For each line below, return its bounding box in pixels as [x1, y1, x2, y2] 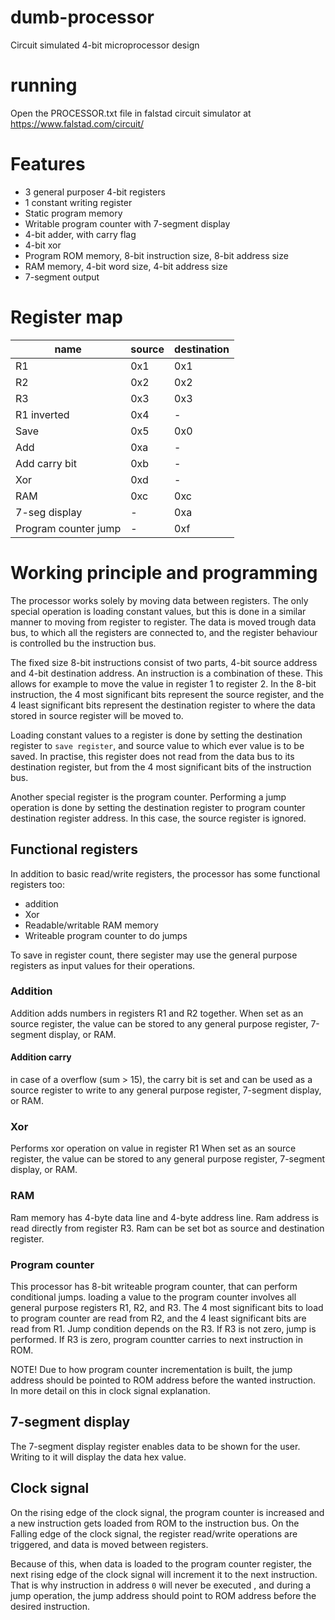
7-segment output [24, 271, 100, 283]
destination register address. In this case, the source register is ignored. [10, 812, 307, 824]
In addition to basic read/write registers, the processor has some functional [10, 867, 321, 880]
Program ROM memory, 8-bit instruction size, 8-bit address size [24, 249, 289, 261]
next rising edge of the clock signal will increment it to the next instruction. [10, 1568, 318, 1580]
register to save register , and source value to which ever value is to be [10, 739, 305, 751]
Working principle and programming [10, 561, 318, 584]
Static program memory [24, 207, 123, 219]
